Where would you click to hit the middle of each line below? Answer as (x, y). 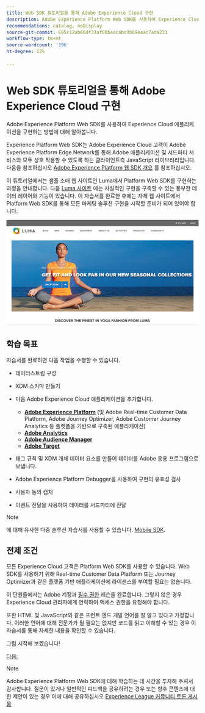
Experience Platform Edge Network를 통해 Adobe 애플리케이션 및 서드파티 (97, 152)
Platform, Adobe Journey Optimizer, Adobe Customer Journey (103, 418)
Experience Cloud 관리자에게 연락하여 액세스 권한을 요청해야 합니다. (88, 602)
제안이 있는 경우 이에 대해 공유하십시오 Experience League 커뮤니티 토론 (99, 697)
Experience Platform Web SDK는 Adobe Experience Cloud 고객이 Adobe (96, 145)
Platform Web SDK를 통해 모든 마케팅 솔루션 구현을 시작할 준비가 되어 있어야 (98, 203)
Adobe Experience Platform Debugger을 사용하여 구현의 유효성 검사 (98, 479)
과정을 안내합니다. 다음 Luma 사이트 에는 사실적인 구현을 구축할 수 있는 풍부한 (99, 188)
